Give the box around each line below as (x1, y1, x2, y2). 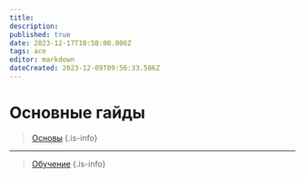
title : (9, 13, 34, 23)
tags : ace (9, 47, 47, 56)
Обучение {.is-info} (31, 158, 106, 169)
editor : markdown (9, 55, 75, 64)
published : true (9, 30, 71, 39)
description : (9, 22, 59, 31)
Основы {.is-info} (31, 132, 98, 143)
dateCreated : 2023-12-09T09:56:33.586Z (9, 64, 161, 73)
